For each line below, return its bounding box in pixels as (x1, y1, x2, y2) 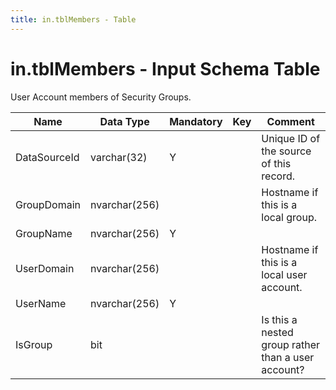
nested (261, 325, 294, 339)
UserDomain (15, 261, 75, 275)
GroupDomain (15, 197, 82, 211)
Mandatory (169, 114, 223, 128)
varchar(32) (90, 150, 148, 164)
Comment (266, 114, 315, 128)
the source (261, 144, 312, 158)
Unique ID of (261, 131, 321, 145)
